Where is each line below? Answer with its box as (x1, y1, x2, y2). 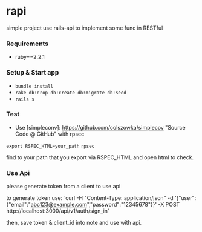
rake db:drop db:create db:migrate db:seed (15, 90, 127, 96)
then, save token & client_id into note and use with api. (6, 219, 142, 227)
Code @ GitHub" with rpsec (15, 130, 85, 138)
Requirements (6, 39, 49, 48)
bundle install (15, 83, 54, 89)
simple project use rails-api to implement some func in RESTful (6, 24, 163, 31)
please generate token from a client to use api (6, 183, 121, 190)
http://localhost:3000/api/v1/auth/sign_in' (6, 207, 110, 214)
